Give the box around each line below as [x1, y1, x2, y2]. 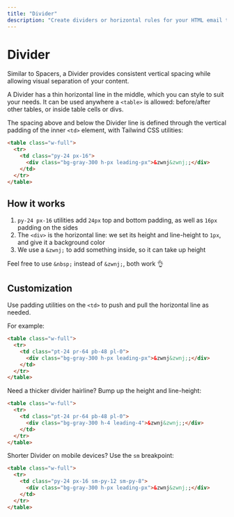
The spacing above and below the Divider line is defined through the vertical [7, 119, 226, 127]
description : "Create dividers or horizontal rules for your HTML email [7, 17, 223, 24]
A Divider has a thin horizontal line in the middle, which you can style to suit [7, 90, 224, 99]
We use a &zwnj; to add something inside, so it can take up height [17, 246, 206, 254]
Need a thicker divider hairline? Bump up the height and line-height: [7, 387, 202, 395]
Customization [7, 283, 73, 294]
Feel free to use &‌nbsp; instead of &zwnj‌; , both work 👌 [7, 260, 164, 268]
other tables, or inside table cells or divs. [7, 105, 124, 113]
